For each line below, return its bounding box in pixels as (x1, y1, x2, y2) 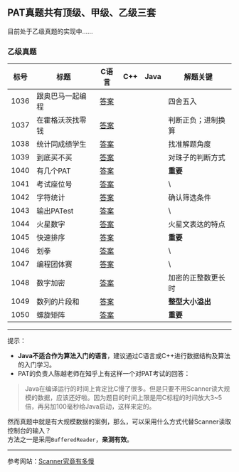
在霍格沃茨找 (36, 115, 80, 125)
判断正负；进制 (168, 115, 218, 125)
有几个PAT (36, 166, 71, 176)
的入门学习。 (17, 360, 55, 369)
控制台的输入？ (7, 426, 51, 435)
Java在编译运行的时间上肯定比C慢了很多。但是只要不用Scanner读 (24, 384, 218, 393)
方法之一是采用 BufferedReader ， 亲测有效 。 (7, 435, 134, 444)
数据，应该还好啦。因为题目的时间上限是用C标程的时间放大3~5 (37, 394, 223, 402)
